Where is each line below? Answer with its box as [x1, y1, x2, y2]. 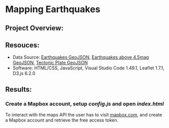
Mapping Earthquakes [5, 4, 100, 15]
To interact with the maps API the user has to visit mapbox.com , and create [5, 112, 162, 118]
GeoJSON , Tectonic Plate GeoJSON [12, 60, 88, 66]
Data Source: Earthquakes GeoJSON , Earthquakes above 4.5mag [12, 54, 149, 60]
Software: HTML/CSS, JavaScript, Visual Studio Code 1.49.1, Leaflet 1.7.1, [12, 65, 165, 71]
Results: [5, 85, 32, 94]
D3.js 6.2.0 [12, 70, 36, 76]
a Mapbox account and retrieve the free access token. [5, 117, 119, 123]
